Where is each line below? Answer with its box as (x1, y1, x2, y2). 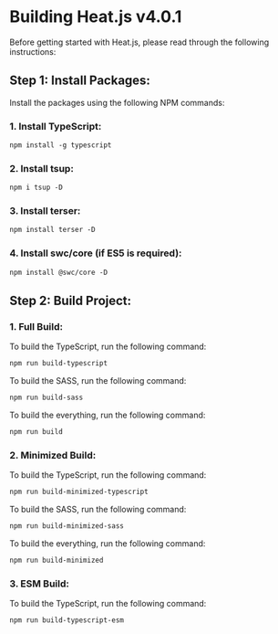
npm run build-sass (9, 393, 84, 402)
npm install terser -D (9, 226, 96, 235)
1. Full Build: (9, 320, 64, 333)
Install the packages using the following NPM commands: (9, 97, 225, 108)
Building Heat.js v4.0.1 (9, 6, 182, 27)
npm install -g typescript (9, 141, 112, 150)
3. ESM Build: (9, 577, 70, 590)
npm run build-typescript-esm (9, 615, 125, 625)
